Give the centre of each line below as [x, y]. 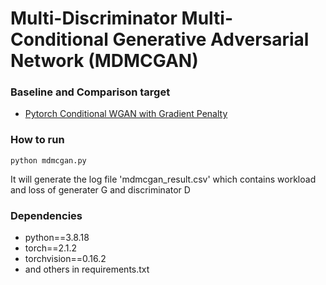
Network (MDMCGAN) [104, 61]
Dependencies [46, 215]
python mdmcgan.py [48, 160]
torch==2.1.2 [51, 248]
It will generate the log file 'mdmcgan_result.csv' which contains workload [163, 179]
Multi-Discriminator [94, 18]
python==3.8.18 [57, 238]
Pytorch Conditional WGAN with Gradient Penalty [126, 114]
